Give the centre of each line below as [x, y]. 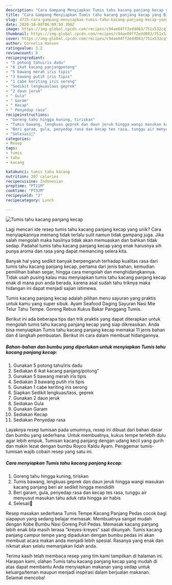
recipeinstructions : [28, 115]
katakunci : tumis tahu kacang [38, 172]
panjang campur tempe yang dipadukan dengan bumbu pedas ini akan [80, 535]
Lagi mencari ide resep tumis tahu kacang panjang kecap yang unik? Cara [83, 229]
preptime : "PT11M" [25, 186]
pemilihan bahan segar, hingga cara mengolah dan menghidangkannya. [81, 271]
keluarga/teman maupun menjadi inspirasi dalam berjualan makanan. [78, 572]
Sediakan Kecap [30, 414]
